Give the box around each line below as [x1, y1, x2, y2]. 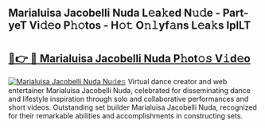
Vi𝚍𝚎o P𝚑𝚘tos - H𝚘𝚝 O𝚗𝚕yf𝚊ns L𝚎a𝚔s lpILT [29, 19, 251, 33]
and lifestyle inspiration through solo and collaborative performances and [8, 95, 249, 103]
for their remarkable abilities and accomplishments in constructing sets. [8, 111, 244, 120]
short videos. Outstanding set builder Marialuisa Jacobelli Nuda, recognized [8, 103, 257, 112]
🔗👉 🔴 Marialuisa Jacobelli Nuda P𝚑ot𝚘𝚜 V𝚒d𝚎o [8, 52, 251, 65]
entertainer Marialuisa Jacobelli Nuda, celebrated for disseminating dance [8, 86, 251, 95]
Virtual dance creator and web [127, 77, 228, 86]
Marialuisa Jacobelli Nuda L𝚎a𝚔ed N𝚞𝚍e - [8, 6, 220, 20]
